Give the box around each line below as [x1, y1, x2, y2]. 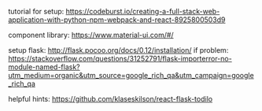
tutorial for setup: [8, 7, 65, 16]
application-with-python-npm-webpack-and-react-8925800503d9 [8, 15, 226, 24]
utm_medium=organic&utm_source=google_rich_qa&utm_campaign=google [8, 71, 254, 80]
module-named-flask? [8, 62, 80, 72]
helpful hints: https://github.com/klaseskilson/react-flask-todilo [8, 94, 213, 103]
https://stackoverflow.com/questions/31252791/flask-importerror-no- [8, 54, 232, 63]
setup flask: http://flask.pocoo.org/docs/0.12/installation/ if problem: [8, 46, 229, 54]
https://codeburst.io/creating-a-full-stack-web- [65, 7, 220, 16]
